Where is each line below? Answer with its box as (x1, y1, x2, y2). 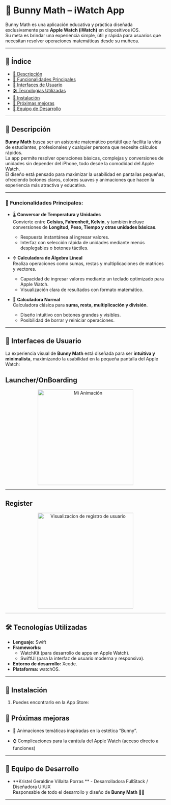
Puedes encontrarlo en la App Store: (12, 699, 89, 705)
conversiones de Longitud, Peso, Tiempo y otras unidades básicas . (12, 224, 157, 230)
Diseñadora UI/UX (12, 784, 51, 790)
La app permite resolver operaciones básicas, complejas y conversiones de (5, 155, 164, 161)
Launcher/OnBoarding (5, 376, 77, 384)
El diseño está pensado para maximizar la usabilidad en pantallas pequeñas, (5, 171, 165, 177)
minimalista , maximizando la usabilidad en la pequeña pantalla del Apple (5, 355, 159, 361)
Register (5, 499, 33, 508)
